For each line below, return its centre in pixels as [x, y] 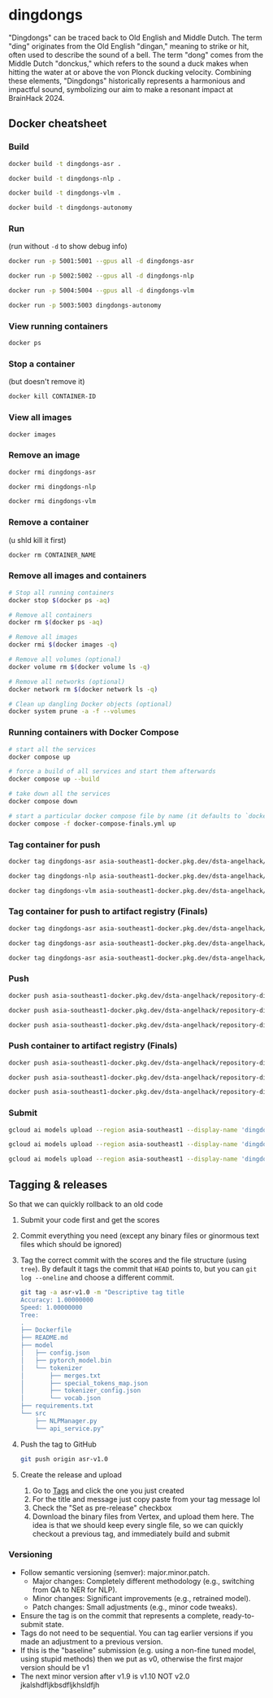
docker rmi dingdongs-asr [52, 472]
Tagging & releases [58, 1185]
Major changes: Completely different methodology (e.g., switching [143, 1581]
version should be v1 [54, 1667]
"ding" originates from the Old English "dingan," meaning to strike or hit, [129, 46]
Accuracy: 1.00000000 [56, 1300]
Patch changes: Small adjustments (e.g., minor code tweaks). [135, 1607]
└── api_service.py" [70, 1429]
